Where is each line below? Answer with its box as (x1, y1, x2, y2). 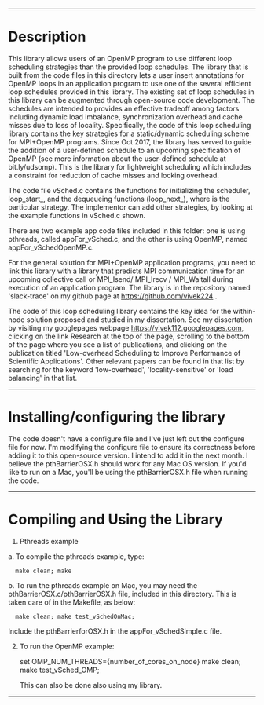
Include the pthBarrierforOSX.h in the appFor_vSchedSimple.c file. (8, 626, 222, 636)
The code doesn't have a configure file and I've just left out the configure (8, 433, 245, 444)
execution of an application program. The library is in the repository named (8, 283, 251, 292)
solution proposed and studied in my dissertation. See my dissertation (26, 315, 253, 324)
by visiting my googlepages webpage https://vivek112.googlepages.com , (8, 323, 244, 332)
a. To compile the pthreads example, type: (8, 551, 145, 561)
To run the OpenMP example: (19, 641, 115, 651)
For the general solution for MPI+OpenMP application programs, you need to (8, 258, 257, 267)
